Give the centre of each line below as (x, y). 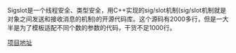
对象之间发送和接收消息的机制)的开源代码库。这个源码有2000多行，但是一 (115, 19)
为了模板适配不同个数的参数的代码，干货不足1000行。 (98, 28)
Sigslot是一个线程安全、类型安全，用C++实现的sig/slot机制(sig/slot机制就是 (117, 10)
